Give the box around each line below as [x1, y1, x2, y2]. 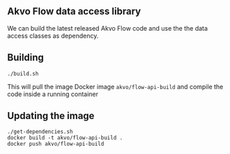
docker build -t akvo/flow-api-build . [7, 134, 123, 141]
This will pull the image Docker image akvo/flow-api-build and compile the [7, 82, 224, 91]
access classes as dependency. [7, 31, 99, 40]
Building [7, 52, 44, 63]
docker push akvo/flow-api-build [7, 141, 105, 148]
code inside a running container [7, 90, 99, 98]
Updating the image [7, 110, 95, 122]
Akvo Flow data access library [7, 6, 141, 17]
